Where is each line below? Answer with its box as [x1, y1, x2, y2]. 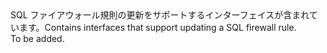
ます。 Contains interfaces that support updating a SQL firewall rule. [18, 22, 297, 33]
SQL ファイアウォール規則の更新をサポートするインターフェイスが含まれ [10, 9, 310, 21]
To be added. [10, 33, 65, 44]
